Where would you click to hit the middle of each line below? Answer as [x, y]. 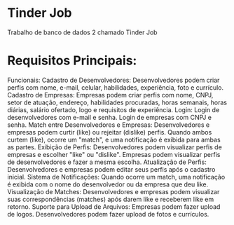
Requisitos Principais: [72, 61]
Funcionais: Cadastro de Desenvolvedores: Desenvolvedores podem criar [113, 80]
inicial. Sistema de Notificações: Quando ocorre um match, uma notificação [116, 177]
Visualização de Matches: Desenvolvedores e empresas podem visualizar [113, 191]
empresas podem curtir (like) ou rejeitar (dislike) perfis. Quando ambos [110, 132]
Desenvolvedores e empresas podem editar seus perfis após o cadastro [111, 169]
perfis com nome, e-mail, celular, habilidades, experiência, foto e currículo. [116, 87]
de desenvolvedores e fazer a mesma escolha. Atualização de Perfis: [107, 162]
